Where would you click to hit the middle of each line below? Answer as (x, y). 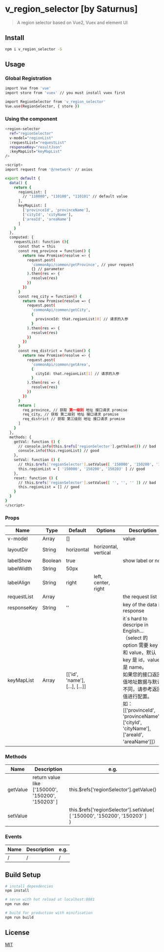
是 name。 (135, 667)
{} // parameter (48, 269)
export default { (23, 178)
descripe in (136, 625)
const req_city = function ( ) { (50, 296)
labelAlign (19, 583)
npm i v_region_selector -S (34, 49)
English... (133, 631)
